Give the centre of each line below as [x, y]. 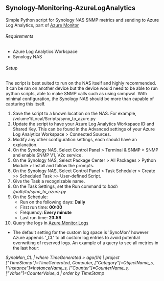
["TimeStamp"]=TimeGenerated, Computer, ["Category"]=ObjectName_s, [80, 263]
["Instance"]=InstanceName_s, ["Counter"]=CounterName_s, [67, 268]
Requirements [20, 36]
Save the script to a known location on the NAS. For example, [74, 114]
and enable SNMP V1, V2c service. [47, 155]
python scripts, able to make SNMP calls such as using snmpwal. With [76, 94]
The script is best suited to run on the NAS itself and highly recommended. [81, 83]
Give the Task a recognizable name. [49, 181]
